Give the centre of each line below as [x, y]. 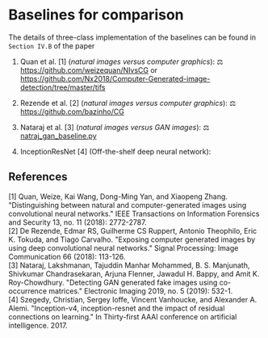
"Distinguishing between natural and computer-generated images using [128, 205]
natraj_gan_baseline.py [58, 136]
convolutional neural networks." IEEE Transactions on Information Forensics [134, 213]
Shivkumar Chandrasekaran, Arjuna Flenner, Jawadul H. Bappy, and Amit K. [134, 273]
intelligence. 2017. [38, 325]
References [38, 177]
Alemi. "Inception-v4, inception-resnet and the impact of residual [117, 308]
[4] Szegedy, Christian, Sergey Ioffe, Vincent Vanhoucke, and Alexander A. [133, 299]
